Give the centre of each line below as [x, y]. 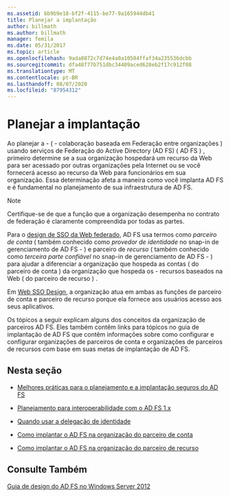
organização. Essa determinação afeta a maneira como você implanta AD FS [115, 180]
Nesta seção [35, 371]
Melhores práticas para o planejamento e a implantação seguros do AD [117, 387]
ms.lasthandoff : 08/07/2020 [47, 84]
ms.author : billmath [37, 33]
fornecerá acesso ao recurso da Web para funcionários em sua [96, 173]
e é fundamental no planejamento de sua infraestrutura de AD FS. [100, 187]
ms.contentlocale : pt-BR [43, 77]
